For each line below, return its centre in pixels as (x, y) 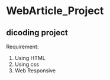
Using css (27, 64)
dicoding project (37, 33)
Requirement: (22, 46)
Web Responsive (35, 71)
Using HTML (30, 58)
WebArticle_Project (55, 11)
